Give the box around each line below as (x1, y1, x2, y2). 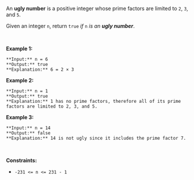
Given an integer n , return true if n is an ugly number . (6, 23, 135, 29)
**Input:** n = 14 (6, 125, 51, 131)
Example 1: (6, 45, 33, 52)
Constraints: (6, 157, 37, 164)
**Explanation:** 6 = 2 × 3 (6, 67, 75, 72)
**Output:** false (6, 130, 51, 136)
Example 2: (6, 77, 34, 84)
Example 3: (6, 114, 34, 120)
